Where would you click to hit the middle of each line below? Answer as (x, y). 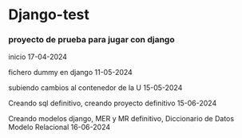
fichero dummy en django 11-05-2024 (71, 73)
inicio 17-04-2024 (38, 57)
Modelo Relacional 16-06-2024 (59, 127)
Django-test (49, 15)
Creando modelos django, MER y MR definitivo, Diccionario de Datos (121, 119)
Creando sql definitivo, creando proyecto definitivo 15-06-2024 (113, 103)
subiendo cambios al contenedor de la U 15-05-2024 (95, 88)
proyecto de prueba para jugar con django (91, 40)
